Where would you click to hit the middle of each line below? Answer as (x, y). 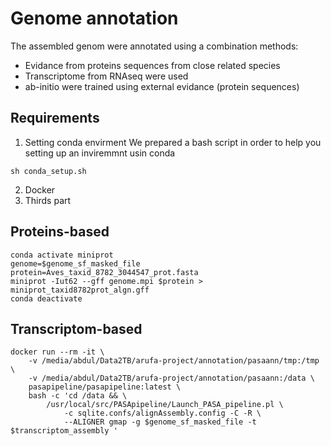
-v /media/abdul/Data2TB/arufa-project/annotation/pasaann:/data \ (171, 378)
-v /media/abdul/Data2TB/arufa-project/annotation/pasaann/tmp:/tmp (174, 361)
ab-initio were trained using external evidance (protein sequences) (162, 86)
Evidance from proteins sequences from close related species (152, 65)
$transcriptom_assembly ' (64, 431)
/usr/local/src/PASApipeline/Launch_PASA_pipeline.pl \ (165, 405)
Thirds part (48, 200)
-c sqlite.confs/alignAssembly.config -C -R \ (162, 413)
